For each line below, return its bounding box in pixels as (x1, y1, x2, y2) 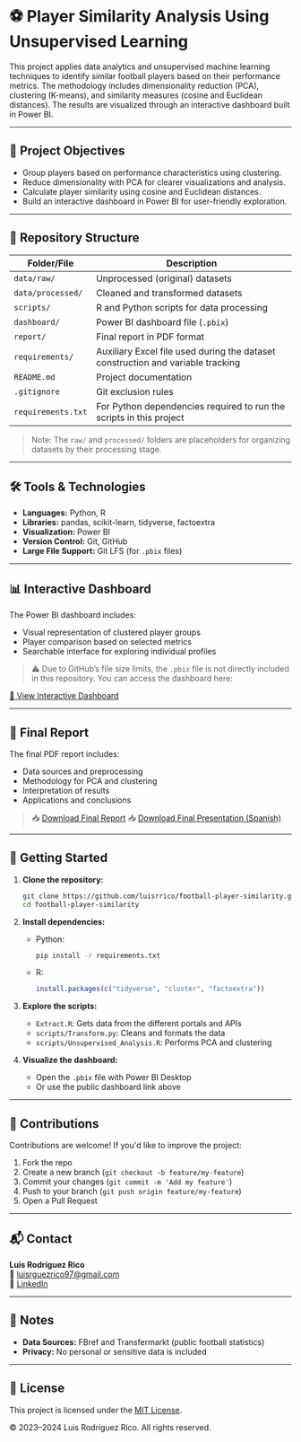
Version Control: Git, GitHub (21, 536, 128, 547)
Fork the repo (21, 1157, 73, 1168)
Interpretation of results (21, 786, 110, 796)
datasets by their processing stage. (30, 444, 162, 454)
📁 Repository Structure (9, 230, 140, 246)
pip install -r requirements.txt (35, 951, 161, 960)
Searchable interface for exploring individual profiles (21, 646, 217, 657)
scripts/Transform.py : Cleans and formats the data (35, 1028, 226, 1039)
